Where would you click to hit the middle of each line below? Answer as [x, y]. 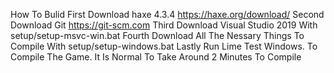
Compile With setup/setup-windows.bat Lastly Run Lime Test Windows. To [164, 46]
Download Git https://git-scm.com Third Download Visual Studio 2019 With [164, 25]
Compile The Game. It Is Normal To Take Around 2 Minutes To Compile [156, 57]
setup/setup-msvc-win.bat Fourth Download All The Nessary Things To [157, 35]
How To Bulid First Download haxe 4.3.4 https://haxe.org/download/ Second [167, 14]
